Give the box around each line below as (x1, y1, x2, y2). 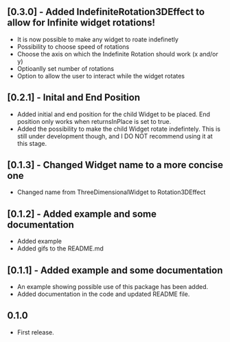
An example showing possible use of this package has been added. (16, 283, 208, 291)
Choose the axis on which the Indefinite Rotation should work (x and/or (16, 50, 218, 58)
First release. (16, 328, 54, 336)
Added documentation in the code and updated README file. (16, 290, 190, 299)
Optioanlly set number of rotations (16, 64, 115, 72)
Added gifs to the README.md (16, 244, 104, 253)
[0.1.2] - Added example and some (7, 208, 157, 220)
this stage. (16, 139, 47, 147)
